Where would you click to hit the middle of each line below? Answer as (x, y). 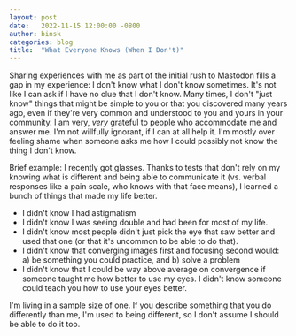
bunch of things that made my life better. (83, 196)
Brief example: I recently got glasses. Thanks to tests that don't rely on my (145, 168)
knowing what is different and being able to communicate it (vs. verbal (138, 177)
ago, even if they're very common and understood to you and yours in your (146, 113)
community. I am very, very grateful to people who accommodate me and (143, 122)
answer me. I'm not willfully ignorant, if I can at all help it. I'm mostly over (142, 132)
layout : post (33, 17)
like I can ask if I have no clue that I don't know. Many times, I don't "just (141, 95)
